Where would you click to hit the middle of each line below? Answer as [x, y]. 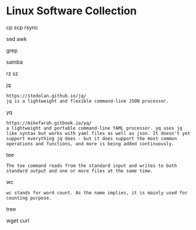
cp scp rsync [22, 27]
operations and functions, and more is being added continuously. [90, 144]
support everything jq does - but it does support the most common [92, 138]
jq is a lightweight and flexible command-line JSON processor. [88, 101]
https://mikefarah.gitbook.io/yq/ [49, 123]
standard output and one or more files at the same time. [80, 171]
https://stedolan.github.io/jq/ [46, 96]
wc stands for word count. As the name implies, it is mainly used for [97, 193]
